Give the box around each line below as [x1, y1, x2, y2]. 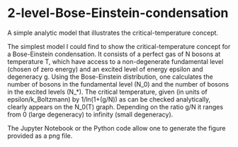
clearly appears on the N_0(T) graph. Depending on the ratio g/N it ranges [7, 102, 224, 111]
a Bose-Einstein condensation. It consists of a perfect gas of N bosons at [7, 50, 221, 58]
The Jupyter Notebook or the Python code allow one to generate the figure [7, 124, 226, 132]
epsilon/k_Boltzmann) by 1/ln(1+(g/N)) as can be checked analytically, [7, 94, 211, 104]
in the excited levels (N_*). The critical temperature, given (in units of [7, 87, 208, 96]
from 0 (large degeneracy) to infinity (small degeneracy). [7, 110, 174, 119]
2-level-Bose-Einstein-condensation [7, 5, 229, 21]
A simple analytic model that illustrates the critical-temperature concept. [7, 28, 218, 37]
